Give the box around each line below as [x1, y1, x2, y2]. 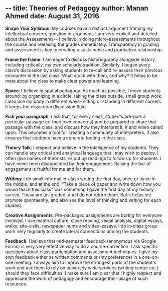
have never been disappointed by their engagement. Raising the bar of [5, 161, 151, 167]
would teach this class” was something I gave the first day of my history [5, 186, 154, 192]
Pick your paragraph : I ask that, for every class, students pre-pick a [5, 113, 146, 119]
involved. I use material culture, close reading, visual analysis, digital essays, [5, 217, 163, 224]
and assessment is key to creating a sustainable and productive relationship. [5, 46, 163, 52]
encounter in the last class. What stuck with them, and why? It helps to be [5, 72, 157, 79]
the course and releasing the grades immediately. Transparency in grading [5, 41, 159, 47]
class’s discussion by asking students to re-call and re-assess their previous [5, 67, 163, 73]
